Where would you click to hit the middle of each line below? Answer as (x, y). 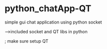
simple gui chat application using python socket (53, 22)
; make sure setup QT (27, 41)
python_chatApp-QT (48, 9)
